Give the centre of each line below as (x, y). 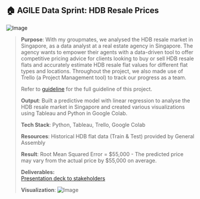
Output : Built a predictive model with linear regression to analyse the (105, 100)
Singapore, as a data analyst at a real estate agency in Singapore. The (107, 46)
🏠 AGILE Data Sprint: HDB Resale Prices (83, 10)
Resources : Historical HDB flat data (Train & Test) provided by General (107, 136)
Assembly (33, 142)
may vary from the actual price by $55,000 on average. (89, 160)
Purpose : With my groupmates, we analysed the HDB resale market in (107, 39)
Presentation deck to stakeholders (63, 178)
